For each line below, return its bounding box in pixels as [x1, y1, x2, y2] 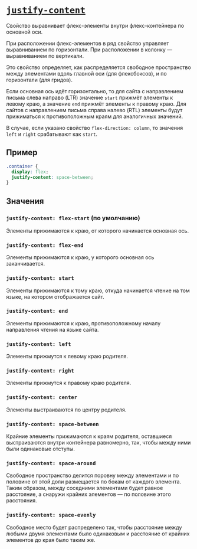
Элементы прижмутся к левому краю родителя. [6, 353, 129, 360]
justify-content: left [6, 341, 71, 347]
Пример [6, 148, 38, 158]
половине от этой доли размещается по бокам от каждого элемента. [6, 478, 182, 485]
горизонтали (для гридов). [6, 76, 73, 83]
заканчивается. [6, 260, 45, 267]
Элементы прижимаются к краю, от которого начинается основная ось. [6, 227, 189, 234]
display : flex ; [11, 169, 49, 175]
